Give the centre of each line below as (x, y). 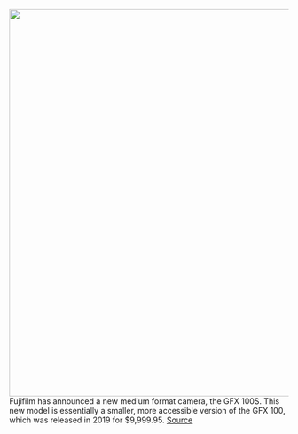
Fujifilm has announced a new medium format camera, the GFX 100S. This (145, 401)
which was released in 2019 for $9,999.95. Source (101, 420)
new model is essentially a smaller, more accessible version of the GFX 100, (147, 411)
